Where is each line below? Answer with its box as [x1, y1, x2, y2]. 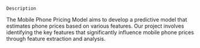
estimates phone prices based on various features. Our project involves [6, 22, 184, 29]
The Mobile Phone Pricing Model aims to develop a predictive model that [6, 16, 187, 23]
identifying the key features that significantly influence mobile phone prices [6, 29, 195, 36]
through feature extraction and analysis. [6, 35, 106, 42]
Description [6, 5, 36, 11]
